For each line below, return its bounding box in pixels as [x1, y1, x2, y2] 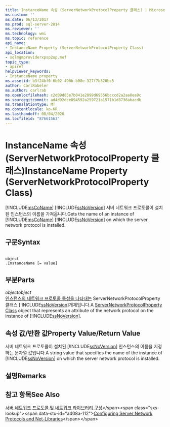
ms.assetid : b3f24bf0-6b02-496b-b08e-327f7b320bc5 [5, 78, 114, 83]
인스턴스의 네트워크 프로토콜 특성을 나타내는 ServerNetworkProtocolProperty [5, 295, 160, 301]
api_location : [5, 50, 35, 55]
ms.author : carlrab [5, 87, 47, 93]
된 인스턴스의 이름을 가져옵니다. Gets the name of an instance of [5, 210, 135, 217]
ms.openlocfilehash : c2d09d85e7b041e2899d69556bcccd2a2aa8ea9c [5, 93, 142, 98]
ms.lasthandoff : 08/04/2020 [5, 111, 65, 117]
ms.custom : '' [5, 12, 35, 17]
